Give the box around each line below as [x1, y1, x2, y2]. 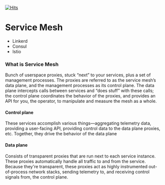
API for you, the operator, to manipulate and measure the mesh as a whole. [5, 98, 157, 104]
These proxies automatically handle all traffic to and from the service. [5, 158, 146, 164]
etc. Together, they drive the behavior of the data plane [5, 131, 117, 137]
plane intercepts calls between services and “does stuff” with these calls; [5, 88, 154, 93]
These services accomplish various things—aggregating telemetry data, [5, 121, 152, 126]
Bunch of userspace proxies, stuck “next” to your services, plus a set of [5, 72, 151, 78]
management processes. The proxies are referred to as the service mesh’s [5, 77, 156, 83]
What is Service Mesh [5, 61, 59, 67]
